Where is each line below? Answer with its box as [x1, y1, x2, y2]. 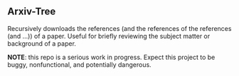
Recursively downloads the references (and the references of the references [7, 24, 232, 32]
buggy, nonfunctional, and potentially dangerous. [7, 60, 152, 69]
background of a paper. [7, 39, 77, 48]
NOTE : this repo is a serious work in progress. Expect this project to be [7, 53, 216, 61]
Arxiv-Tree [7, 6, 56, 18]
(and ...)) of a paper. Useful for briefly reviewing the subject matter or [7, 32, 211, 40]
